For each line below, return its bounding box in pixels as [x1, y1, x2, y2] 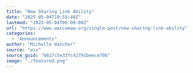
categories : [6, 31, 36, 36]
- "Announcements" [11, 36, 58, 42]
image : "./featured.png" [6, 58, 68, 64]
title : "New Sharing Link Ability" [6, 8, 95, 15]
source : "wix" [6, 47, 42, 53]
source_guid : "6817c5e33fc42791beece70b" [6, 52, 111, 58]
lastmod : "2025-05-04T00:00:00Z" [6, 19, 89, 25]
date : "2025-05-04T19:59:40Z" [6, 14, 82, 20]
